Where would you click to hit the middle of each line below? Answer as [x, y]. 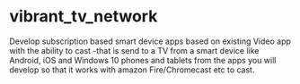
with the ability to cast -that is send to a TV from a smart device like [134, 50]
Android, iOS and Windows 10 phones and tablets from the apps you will [143, 60]
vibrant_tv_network [84, 17]
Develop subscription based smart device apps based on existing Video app [150, 41]
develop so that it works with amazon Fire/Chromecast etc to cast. [132, 70]
